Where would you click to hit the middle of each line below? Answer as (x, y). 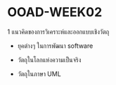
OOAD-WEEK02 (55, 12)
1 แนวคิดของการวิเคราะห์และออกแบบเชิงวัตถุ (58, 32)
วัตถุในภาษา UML (39, 74)
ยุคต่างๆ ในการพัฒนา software (55, 46)
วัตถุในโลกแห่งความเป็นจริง (49, 60)
